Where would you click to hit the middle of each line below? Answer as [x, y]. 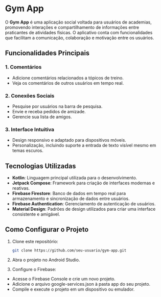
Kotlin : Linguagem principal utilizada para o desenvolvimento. [75, 178]
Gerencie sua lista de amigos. [42, 117]
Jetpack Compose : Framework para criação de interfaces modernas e [83, 183]
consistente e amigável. [36, 214]
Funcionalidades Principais [47, 53]
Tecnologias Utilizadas [41, 166]
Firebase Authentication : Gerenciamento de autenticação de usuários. [84, 204]
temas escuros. [28, 150]
